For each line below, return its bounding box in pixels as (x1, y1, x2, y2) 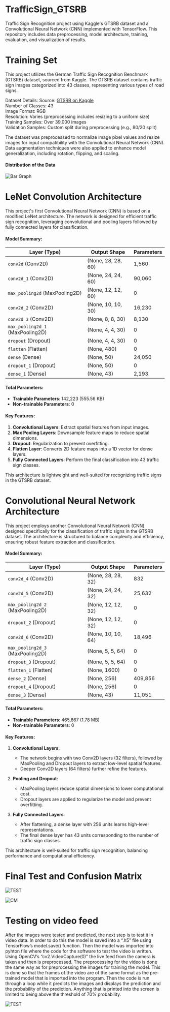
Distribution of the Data (5, 162, 56, 168)
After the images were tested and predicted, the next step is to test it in (5, 932, 153, 938)
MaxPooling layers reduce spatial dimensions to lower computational (20, 785, 163, 791)
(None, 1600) (87, 666, 120, 673)
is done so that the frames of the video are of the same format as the (5, 970, 149, 976)
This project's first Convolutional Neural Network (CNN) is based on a (5, 208, 151, 214)
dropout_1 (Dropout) (8, 362, 56, 369)
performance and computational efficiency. (5, 853, 96, 859)
